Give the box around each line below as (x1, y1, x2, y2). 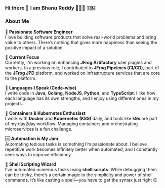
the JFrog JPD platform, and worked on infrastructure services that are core (5, 70, 160, 76)
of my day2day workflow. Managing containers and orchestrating (5, 121, 138, 127)
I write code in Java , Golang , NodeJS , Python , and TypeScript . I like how (5, 90, 156, 96)
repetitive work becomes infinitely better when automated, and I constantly (5, 146, 158, 152)
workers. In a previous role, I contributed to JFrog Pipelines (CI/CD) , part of (5, 65, 160, 71)
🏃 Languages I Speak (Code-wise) (5, 85, 77, 91)
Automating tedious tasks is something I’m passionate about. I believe (5, 141, 147, 147)
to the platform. (5, 75, 37, 81)
